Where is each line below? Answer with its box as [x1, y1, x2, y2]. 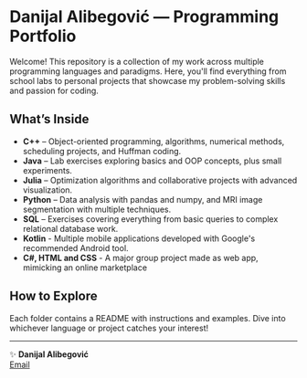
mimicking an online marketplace [22, 262, 148, 273]
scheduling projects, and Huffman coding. [22, 145, 182, 156]
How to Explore [9, 289, 98, 304]
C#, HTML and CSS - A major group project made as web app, [22, 252, 259, 263]
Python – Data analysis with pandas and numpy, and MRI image [22, 194, 263, 205]
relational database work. [22, 223, 119, 234]
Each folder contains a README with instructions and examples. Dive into [9, 312, 286, 323]
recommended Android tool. [22, 242, 130, 253]
